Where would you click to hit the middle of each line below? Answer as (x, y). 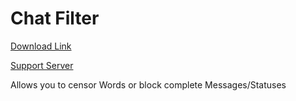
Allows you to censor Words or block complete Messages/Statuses (148, 84)
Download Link (41, 46)
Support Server (42, 65)
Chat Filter (55, 18)
